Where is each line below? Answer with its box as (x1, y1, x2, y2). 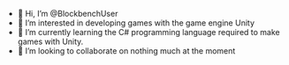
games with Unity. (17, 36, 84, 47)
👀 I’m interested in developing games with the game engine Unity (17, 18, 255, 28)
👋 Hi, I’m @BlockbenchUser (17, 9, 118, 18)
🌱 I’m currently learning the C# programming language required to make (17, 27, 280, 37)
